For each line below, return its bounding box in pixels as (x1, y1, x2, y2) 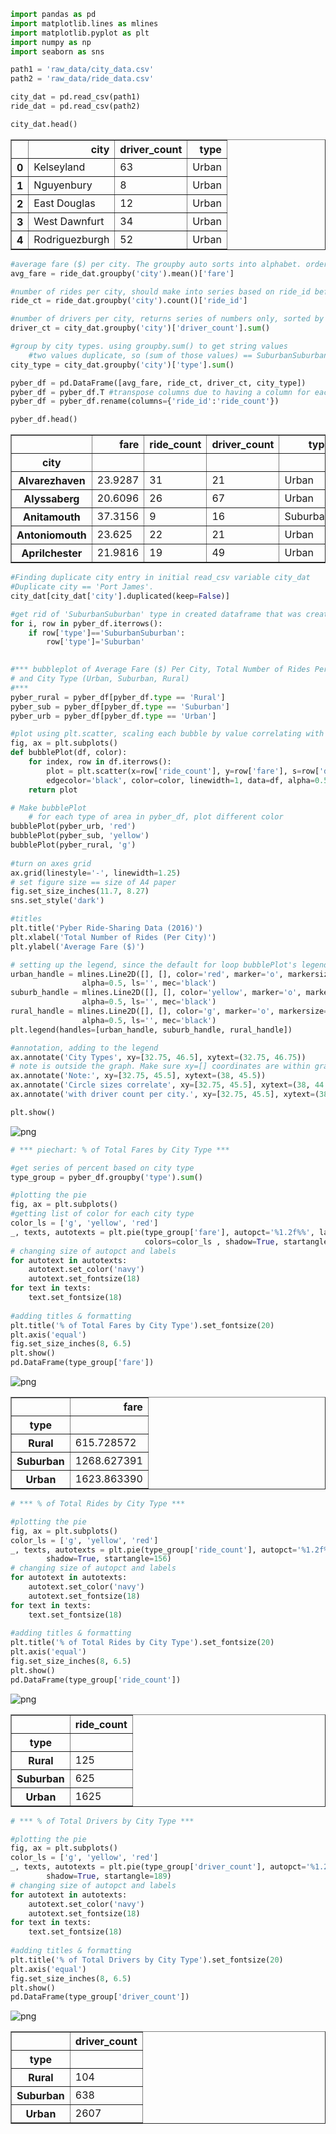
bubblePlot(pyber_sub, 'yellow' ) (10, 831, 150, 841)
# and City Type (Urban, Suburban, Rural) (10, 674, 190, 684)
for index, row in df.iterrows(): (28, 757, 172, 767)
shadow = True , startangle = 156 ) (46, 1554, 172, 1564)
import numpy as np (10, 37, 92, 47)
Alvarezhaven (18, 474, 86, 488)
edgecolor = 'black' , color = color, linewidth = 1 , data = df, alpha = (46, 775, 315, 785)
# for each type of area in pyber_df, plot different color (28, 812, 284, 822)
